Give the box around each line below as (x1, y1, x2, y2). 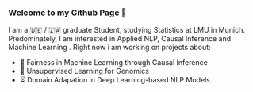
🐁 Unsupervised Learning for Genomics (19, 67, 149, 76)
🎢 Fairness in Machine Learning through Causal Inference (19, 58, 208, 67)
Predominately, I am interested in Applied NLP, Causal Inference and (8, 34, 232, 44)
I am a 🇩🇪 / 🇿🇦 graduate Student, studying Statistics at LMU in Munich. (8, 25, 246, 35)
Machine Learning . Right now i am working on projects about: (8, 43, 212, 52)
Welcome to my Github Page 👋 (8, 7, 127, 18)
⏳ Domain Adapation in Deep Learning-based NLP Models (19, 75, 210, 85)
